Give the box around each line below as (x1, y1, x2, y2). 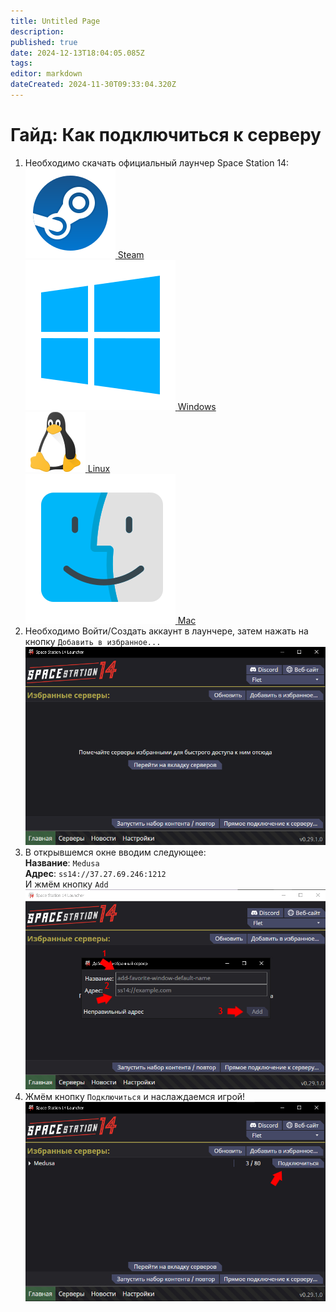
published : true (10, 37, 78, 47)
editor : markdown (10, 69, 83, 79)
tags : (10, 58, 33, 69)
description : (10, 26, 65, 37)
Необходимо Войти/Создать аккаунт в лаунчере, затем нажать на (24, 625, 309, 637)
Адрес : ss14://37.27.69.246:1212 (24, 867, 167, 879)
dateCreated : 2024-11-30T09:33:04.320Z (10, 80, 177, 90)
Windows (177, 400, 217, 412)
